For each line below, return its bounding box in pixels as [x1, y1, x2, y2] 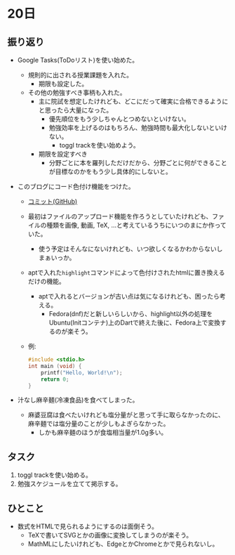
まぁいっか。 [38, 254, 76, 261]
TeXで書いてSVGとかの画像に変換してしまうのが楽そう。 [27, 531, 193, 539]
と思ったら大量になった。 [38, 106, 113, 114]
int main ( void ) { [27, 363, 82, 370]
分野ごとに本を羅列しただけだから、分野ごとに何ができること [48, 159, 227, 166]
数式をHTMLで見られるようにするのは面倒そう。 [17, 522, 159, 530]
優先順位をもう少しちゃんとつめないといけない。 [48, 115, 191, 123]
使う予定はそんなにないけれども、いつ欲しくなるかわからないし [38, 244, 223, 253]
